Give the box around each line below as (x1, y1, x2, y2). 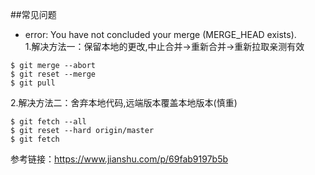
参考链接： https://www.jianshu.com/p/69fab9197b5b (10, 153, 229, 165)
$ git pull (10, 78, 56, 88)
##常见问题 (10, 9, 57, 20)
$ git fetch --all (10, 117, 87, 127)
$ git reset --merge (10, 69, 97, 79)
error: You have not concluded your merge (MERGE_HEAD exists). (24, 29, 297, 40)
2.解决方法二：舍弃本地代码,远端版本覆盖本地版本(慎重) (10, 97, 238, 108)
